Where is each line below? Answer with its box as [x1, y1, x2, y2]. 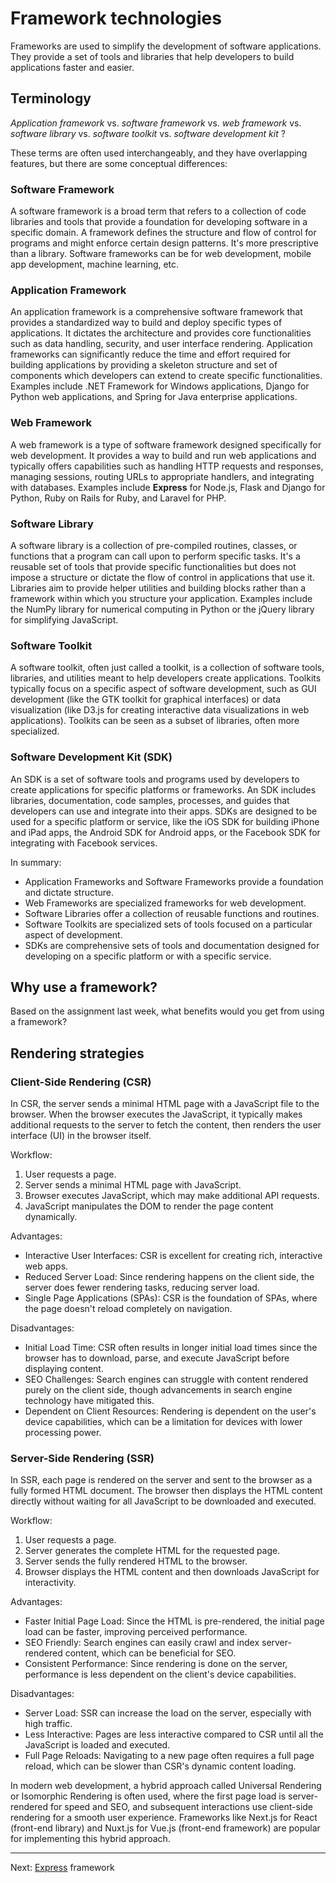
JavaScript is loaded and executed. [24, 1739, 171, 1751]
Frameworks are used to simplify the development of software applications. [10, 40, 322, 52]
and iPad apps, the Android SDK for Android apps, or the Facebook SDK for [10, 826, 321, 838]
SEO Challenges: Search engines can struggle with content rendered [24, 1373, 309, 1386]
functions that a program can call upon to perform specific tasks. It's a [10, 550, 301, 562]
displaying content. [24, 1363, 104, 1375]
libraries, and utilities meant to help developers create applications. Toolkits [10, 672, 322, 684]
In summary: [10, 856, 62, 868]
